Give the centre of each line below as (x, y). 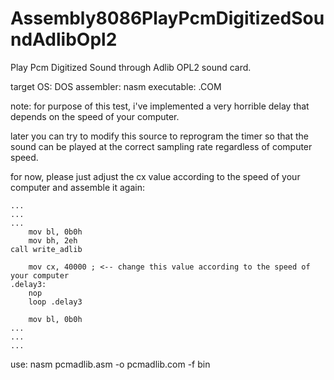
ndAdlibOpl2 (64, 39)
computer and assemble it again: (78, 187)
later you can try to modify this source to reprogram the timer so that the (159, 136)
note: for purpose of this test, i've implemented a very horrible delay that (160, 106)
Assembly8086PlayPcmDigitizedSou (167, 18)
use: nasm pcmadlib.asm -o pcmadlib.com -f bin (110, 364)
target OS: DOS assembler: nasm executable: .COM (116, 86)
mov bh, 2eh (53, 240)
